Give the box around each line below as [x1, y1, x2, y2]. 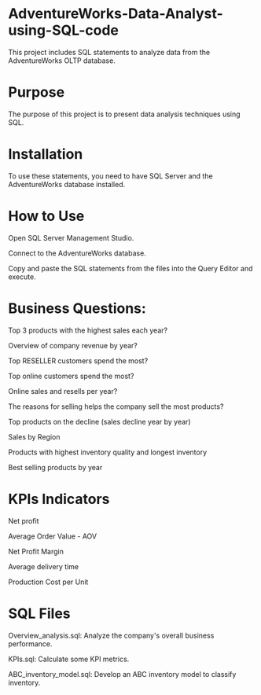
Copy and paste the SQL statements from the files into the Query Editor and [8, 263, 253, 273]
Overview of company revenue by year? [8, 340, 138, 350]
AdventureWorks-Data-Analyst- [8, 5, 224, 23]
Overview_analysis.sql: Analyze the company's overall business [8, 631, 215, 640]
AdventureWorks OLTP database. [8, 56, 116, 65]
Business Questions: [8, 300, 147, 317]
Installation [8, 145, 83, 164]
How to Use [8, 208, 85, 225]
